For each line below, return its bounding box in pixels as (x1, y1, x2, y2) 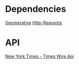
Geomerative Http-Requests (5, 20, 63, 26)
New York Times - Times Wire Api (5, 53, 74, 59)
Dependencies (5, 3, 66, 15)
